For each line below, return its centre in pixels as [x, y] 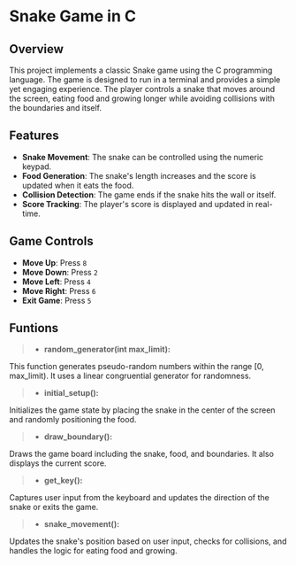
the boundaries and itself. [56, 108]
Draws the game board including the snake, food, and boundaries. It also [141, 454]
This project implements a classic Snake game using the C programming [141, 70]
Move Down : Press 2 [60, 272]
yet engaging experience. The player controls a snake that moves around [142, 89]
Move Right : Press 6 [59, 290]
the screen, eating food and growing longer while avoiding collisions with [142, 98]
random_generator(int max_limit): [107, 349]
